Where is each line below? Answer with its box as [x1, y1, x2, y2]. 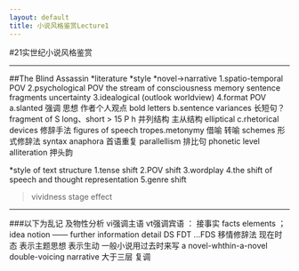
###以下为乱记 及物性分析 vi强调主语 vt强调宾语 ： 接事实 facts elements [9, 218, 276, 228]
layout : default [9, 12, 69, 22]
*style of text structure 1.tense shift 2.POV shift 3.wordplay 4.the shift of [9, 164, 273, 175]
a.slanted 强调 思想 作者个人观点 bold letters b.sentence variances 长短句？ [9, 102, 286, 113]
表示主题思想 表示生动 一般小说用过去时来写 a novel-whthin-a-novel [19, 240, 269, 251]
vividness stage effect [30, 191, 113, 202]
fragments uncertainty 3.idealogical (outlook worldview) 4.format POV [9, 92, 267, 102]
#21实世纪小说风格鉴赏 [9, 46, 93, 58]
